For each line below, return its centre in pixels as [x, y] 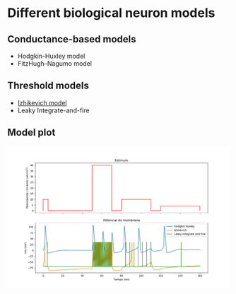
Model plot [31, 133]
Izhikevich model [42, 102]
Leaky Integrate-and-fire [53, 110]
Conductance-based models [72, 39]
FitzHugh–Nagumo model [54, 64]
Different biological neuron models [111, 13]
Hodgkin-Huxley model [51, 56]
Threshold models [48, 86]
